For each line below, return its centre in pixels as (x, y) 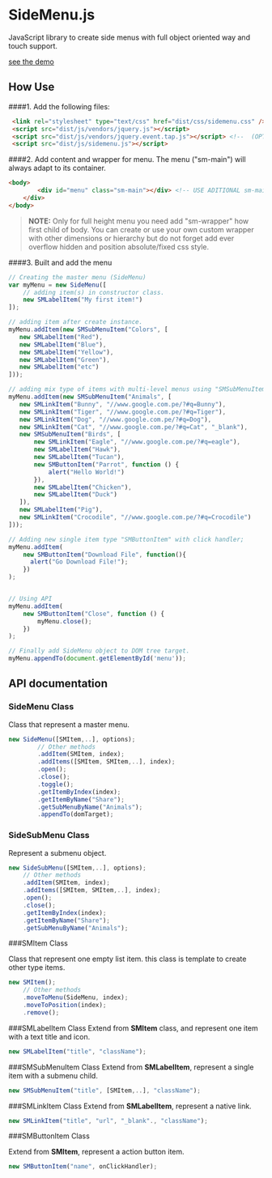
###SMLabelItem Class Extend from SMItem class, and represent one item (134, 1028)
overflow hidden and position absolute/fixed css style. (119, 247)
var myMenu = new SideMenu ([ (57, 285)
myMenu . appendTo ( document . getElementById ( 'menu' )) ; (97, 659)
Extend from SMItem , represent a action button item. (96, 1152)
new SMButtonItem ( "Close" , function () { (93, 614)
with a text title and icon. (49, 1036)
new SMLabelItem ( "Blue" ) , (63, 344)
